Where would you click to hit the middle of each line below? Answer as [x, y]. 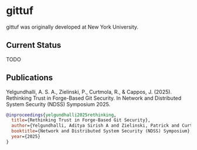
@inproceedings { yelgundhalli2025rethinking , [61, 115]
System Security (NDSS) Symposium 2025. [58, 104]
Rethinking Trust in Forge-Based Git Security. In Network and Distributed [94, 98]
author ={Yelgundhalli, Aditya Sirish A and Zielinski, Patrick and [96, 126]
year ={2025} [26, 137]
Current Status [34, 45]
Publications [30, 78]
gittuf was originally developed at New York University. [72, 27]
